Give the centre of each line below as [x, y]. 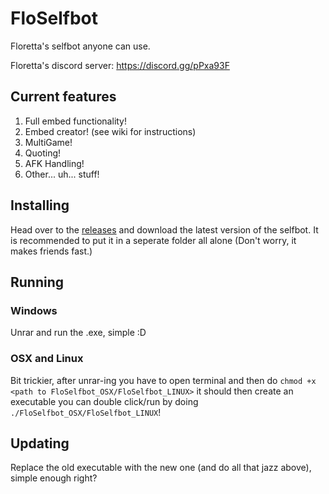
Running [37, 282]
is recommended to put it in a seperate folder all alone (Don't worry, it [153, 240]
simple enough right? [54, 478]
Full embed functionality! [76, 121]
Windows [34, 310]
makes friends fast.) [51, 251]
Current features [63, 97]
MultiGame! [48, 142]
